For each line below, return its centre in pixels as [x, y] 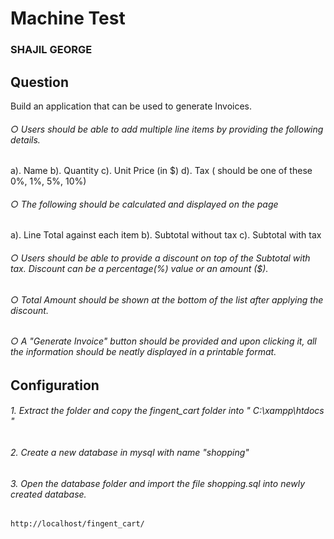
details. [25, 139]
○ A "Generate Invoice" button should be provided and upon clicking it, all [163, 341]
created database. [48, 494]
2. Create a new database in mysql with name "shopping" [130, 452]
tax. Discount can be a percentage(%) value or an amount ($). [139, 268]
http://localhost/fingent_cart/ [77, 524]
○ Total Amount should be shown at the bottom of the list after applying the [167, 299]
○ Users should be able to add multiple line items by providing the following [167, 129]
